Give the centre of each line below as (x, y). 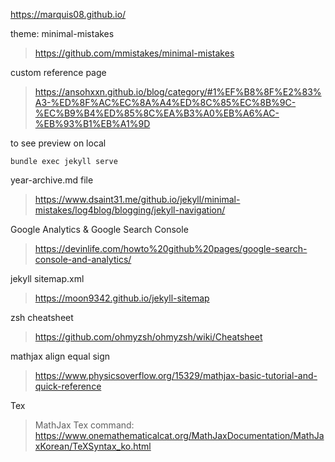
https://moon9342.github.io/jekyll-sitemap (122, 298)
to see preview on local (58, 143)
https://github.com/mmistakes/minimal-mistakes (134, 53)
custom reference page (58, 72)
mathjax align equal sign (60, 356)
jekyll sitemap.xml (47, 278)
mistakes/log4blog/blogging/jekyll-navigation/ (130, 210)
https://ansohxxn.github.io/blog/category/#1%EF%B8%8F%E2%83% (178, 92)
